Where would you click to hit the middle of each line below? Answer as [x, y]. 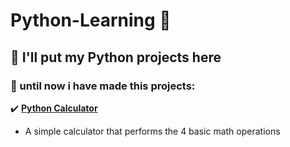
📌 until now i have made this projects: [103, 86]
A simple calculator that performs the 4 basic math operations [152, 131]
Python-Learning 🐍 [91, 20]
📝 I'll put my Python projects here [116, 57]
